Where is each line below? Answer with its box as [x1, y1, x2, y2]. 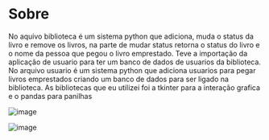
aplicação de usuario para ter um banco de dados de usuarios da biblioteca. [8, 57, 262, 67]
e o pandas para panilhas [8, 91, 93, 101]
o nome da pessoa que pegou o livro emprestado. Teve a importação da [8, 48, 248, 58]
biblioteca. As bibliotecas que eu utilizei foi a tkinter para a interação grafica [8, 82, 260, 93]
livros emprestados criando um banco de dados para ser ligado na [8, 74, 230, 84]
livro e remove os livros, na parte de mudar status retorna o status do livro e [8, 39, 260, 49]
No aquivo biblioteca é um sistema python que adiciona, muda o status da [8, 31, 254, 41]
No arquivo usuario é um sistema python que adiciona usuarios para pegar [8, 65, 256, 75]
